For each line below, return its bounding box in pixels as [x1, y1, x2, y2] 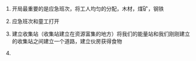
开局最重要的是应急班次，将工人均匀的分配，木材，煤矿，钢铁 [11, 5, 164, 12]
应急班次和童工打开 [11, 18, 60, 25]
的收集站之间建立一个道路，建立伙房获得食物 [11, 38, 122, 44]
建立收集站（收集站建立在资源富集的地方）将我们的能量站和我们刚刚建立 [11, 30, 190, 37]
